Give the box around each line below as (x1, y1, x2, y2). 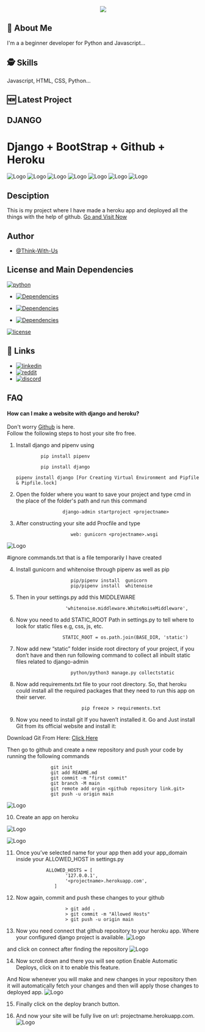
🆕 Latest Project (7, 95, 72, 105)
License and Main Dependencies (7, 265, 134, 275)
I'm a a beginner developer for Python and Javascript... (7, 39, 146, 46)
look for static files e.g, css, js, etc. (15, 623, 104, 630)
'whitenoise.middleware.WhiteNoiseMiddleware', (65, 606, 189, 612)
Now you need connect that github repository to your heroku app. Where (15, 927, 200, 934)
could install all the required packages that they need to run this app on (15, 687, 195, 695)
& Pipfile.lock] (15, 480, 57, 486)
